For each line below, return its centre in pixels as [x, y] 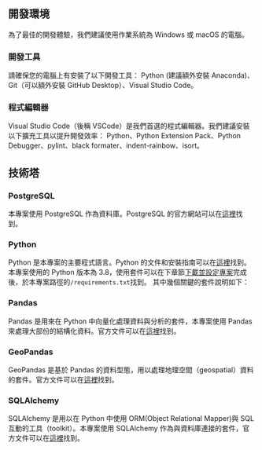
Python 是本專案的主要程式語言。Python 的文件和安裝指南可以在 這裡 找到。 [129, 262]
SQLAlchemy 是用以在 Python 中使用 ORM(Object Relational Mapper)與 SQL [131, 419]
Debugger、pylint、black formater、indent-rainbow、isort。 [106, 146]
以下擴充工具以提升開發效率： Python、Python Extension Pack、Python [125, 136]
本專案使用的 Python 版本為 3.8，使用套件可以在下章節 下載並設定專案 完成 [128, 273]
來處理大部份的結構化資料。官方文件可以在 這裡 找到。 [94, 331]
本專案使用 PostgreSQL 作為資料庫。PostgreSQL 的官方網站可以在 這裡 [122, 214]
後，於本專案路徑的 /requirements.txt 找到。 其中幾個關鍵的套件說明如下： [129, 282]
